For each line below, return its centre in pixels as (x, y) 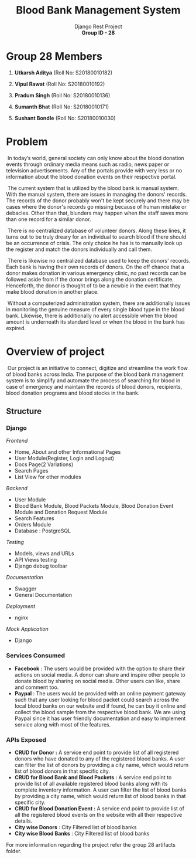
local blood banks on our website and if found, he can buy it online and (100, 706)
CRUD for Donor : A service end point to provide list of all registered (97, 753)
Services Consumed (36, 656)
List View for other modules (48, 477)
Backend (17, 488)
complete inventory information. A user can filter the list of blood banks (100, 790)
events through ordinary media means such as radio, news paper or (88, 164)
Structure (24, 411)
